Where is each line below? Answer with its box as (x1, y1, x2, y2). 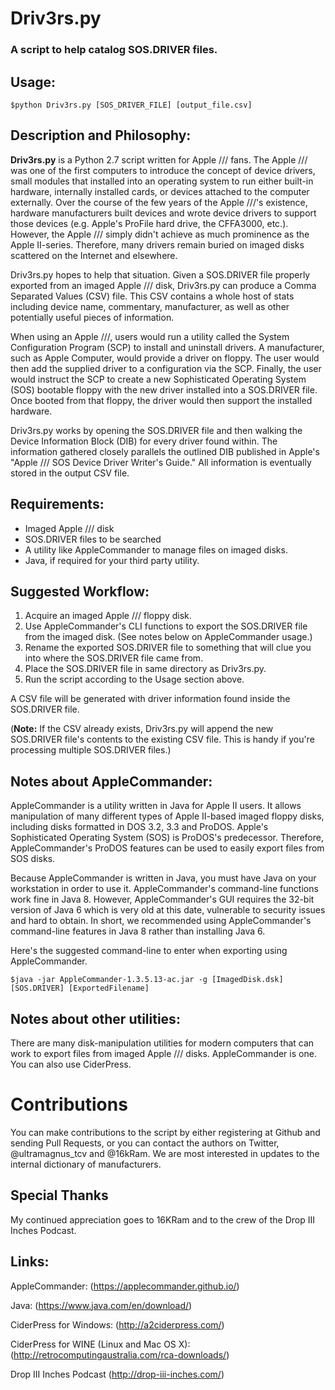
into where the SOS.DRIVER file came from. (24, 652, 204, 664)
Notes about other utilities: (10, 1010, 181, 1027)
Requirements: (10, 496, 105, 513)
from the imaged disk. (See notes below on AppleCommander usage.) (24, 631, 313, 643)
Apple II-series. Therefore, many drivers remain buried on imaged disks (10, 238, 305, 251)
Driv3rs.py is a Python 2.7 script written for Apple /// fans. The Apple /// (10, 153, 308, 166)
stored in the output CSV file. (10, 467, 130, 479)
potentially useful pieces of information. (10, 311, 175, 323)
